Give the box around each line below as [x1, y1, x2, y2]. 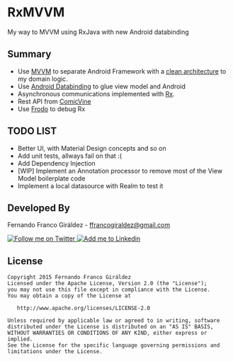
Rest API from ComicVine [17, 97, 91, 105]
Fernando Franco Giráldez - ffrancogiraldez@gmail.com [7, 221, 171, 229]
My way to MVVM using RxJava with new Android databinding [7, 28, 189, 36]
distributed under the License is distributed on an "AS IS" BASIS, [7, 323, 214, 331]
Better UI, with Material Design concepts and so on [17, 144, 166, 152]
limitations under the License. [7, 348, 103, 355]
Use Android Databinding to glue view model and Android [17, 82, 186, 91]
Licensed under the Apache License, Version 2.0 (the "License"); [7, 280, 208, 287]
